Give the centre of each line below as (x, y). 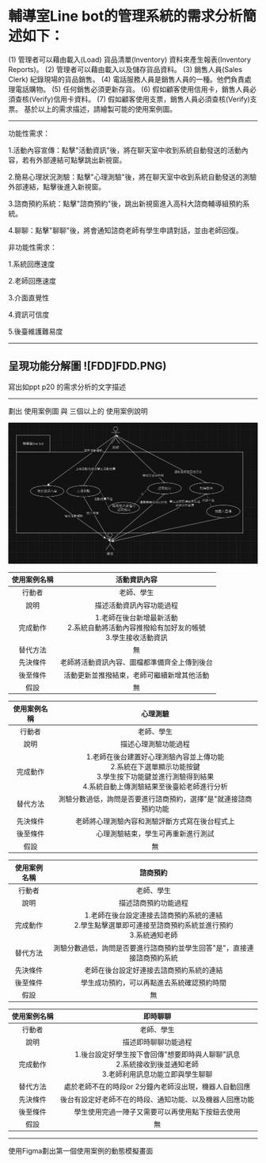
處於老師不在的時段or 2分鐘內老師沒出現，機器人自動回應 (157, 1087)
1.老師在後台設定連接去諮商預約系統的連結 (154, 915)
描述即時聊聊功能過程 (157, 1042)
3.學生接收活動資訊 (137, 637)
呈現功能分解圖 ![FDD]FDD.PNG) (87, 366)
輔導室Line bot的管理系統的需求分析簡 (133, 16)
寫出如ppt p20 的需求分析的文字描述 (67, 387)
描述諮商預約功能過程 (153, 903)
